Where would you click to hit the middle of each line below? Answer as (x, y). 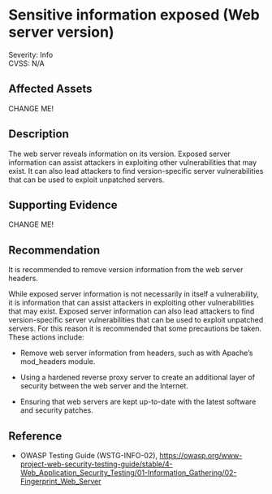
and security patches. (56, 410)
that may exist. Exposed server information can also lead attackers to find (132, 311)
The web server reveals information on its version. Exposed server (120, 154)
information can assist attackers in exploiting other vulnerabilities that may (133, 162)
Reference (35, 436)
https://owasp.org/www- (201, 455)
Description (39, 134)
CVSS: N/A (26, 63)
